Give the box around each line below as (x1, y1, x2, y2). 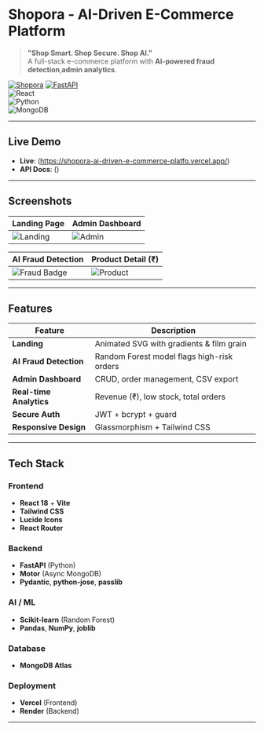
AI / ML (8, 597, 36, 608)
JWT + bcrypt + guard (94, 409, 177, 420)
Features (8, 302, 53, 315)
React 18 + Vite (19, 499, 71, 508)
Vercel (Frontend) (19, 698, 78, 707)
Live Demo (8, 135, 61, 148)
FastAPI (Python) (19, 561, 76, 570)
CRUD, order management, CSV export (94, 374, 239, 385)
